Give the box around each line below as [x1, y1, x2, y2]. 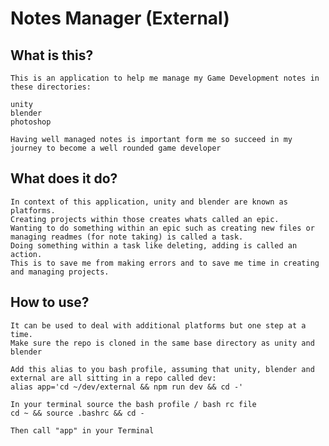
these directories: [10, 82, 92, 92]
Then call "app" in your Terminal [10, 425, 155, 436]
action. [10, 249, 43, 259]
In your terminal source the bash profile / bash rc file [10, 399, 257, 409]
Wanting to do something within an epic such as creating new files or [10, 223, 315, 233]
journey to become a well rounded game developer [10, 143, 222, 153]
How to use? [10, 294, 90, 311]
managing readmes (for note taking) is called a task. [10, 232, 244, 242]
